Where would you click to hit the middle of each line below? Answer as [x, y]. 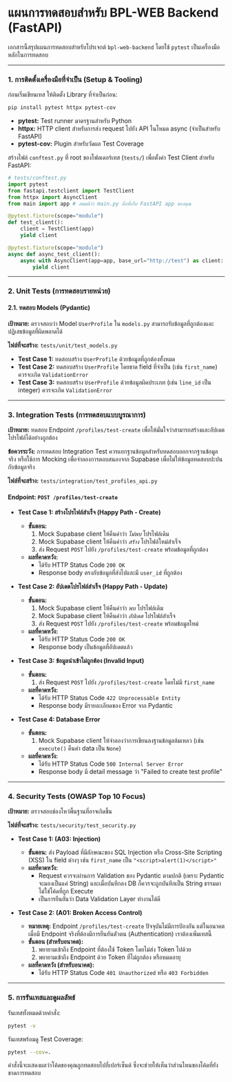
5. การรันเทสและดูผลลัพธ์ [42, 998]
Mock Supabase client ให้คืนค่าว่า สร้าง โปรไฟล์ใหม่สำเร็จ [109, 542]
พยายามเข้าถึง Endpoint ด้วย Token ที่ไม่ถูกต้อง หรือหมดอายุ [109, 957]
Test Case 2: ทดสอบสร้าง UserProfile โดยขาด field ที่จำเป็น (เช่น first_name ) [117, 367]
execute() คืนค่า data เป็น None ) [80, 748]
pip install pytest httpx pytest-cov [62, 108]
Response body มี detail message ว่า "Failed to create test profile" [130, 772]
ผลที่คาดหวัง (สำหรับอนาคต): [61, 965]
